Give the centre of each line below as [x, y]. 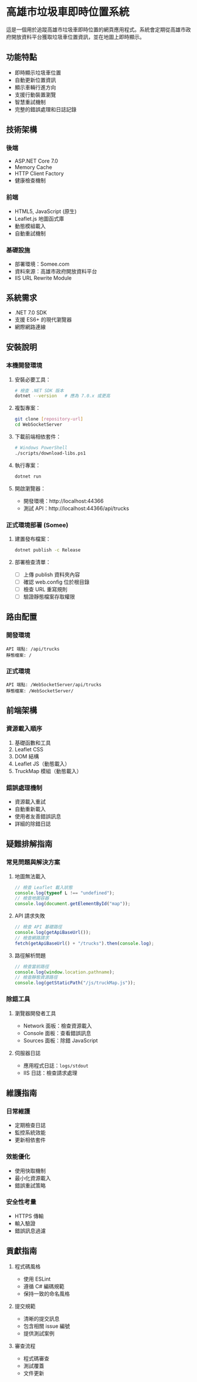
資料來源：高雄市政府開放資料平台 [56, 271]
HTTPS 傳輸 [29, 1216]
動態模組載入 [30, 226]
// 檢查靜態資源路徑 [36, 977]
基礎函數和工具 [33, 743]
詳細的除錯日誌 [33, 824]
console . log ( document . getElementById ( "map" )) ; [72, 904]
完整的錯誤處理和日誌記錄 [45, 109]
